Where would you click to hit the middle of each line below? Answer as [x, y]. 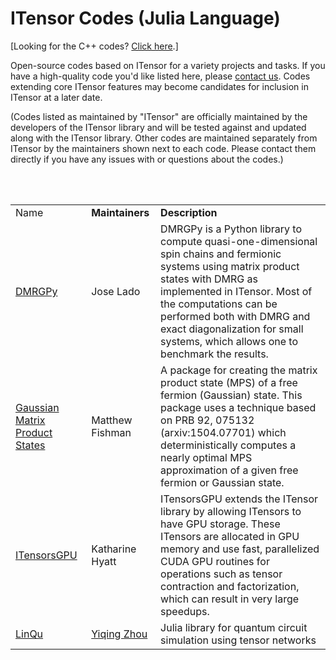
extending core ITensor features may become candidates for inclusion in [159, 86]
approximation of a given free [229, 470]
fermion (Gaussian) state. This [231, 395]
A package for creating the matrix [239, 370]
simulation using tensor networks [238, 640]
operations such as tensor [221, 574]
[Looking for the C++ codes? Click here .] [94, 46]
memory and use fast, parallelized [240, 549]
